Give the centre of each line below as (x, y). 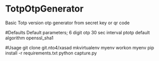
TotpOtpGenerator (45, 9)
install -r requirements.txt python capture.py (51, 53)
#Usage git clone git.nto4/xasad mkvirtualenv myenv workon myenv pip (80, 47)
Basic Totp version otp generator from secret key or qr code (67, 23)
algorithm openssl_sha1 (29, 38)
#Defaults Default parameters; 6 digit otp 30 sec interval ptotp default (77, 32)
